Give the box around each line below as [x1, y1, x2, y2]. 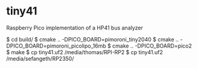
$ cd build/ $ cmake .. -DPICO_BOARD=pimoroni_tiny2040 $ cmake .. [6, 36, 179, 43]
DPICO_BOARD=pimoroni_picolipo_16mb [6, 42, 107, 49]
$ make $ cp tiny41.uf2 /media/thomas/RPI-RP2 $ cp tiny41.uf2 [6, 48, 163, 55]
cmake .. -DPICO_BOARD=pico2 [112, 42, 192, 49]
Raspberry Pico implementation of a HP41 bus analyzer [6, 24, 144, 31]
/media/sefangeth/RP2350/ [6, 55, 74, 62]
